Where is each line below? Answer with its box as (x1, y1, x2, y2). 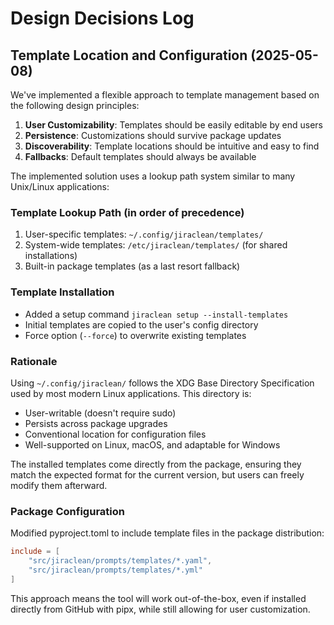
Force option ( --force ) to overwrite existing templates (24, 329, 247, 341)
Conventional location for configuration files (24, 428, 207, 440)
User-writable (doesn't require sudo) (24, 407, 177, 419)
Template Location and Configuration (10, 47, 248, 64)
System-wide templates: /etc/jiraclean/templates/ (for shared (24, 239, 288, 251)
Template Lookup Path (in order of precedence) (10, 205, 245, 219)
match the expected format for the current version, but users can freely (10, 468, 305, 481)
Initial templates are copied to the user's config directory (24, 318, 259, 331)
